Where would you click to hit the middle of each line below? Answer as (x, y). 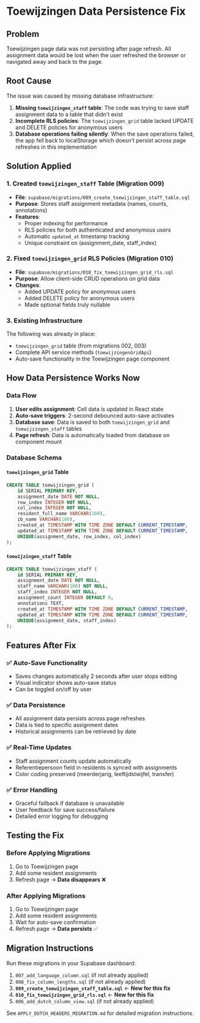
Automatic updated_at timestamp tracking (77, 236)
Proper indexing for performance (66, 223)
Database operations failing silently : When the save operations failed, (105, 134)
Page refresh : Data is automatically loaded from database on (92, 435)
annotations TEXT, (41, 603)
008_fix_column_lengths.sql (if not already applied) (80, 981)
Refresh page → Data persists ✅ (57, 928)
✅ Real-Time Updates (39, 747)
